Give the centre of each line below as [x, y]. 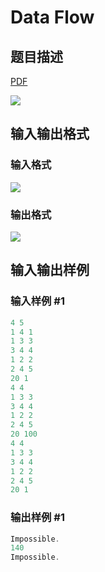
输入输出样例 [50, 270]
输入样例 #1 [37, 301]
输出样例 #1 [37, 518]
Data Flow [52, 17]
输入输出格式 [50, 134]
